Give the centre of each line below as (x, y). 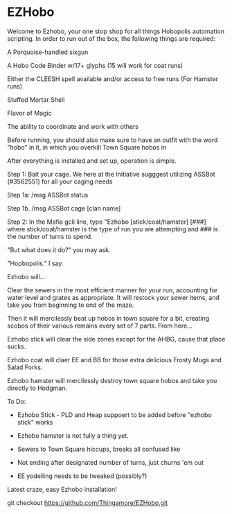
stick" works (35, 422)
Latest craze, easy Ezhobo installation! (62, 489)
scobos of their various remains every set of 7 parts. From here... (100, 326)
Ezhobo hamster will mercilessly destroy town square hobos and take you (112, 380)
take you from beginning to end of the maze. (71, 305)
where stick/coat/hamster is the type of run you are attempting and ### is (113, 229)
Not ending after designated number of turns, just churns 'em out (110, 462)
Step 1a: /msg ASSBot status (48, 195)
